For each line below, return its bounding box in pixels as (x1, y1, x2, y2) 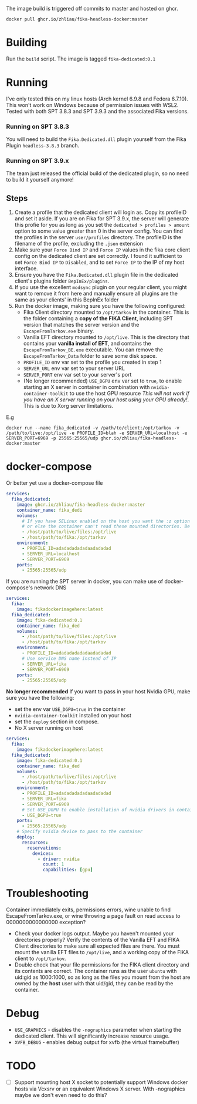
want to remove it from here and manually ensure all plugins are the (14, 290, 178, 297)
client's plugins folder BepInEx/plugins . (14, 277, 110, 284)
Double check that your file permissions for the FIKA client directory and (14, 961, 189, 968)
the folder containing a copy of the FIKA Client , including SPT (23, 315, 174, 322)
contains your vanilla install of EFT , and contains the (23, 340, 151, 347)
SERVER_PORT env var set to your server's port (23, 371, 132, 378)
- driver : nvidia (37, 856, 80, 862)
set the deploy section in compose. (14, 718, 99, 725)
